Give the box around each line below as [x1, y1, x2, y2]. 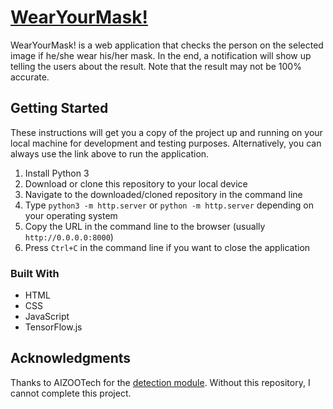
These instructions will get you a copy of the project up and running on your [10, 126, 323, 138]
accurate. [10, 71, 50, 83]
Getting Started [10, 100, 109, 117]
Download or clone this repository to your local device [24, 177, 248, 190]
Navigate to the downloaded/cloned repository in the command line [24, 188, 303, 200]
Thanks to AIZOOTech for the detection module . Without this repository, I [10, 376, 311, 388]
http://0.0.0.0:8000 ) [24, 231, 114, 243]
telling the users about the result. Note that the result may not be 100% [10, 60, 302, 72]
